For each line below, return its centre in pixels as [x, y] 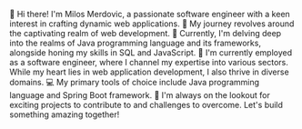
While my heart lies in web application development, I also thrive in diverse [149, 72]
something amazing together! [65, 114]
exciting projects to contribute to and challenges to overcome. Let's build [146, 105]
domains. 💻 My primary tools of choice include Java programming [135, 82]
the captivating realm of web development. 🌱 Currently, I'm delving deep [146, 33]
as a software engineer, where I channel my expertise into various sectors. [149, 62]
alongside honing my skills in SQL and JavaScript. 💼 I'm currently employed [151, 53]
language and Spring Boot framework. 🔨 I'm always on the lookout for [140, 95]
